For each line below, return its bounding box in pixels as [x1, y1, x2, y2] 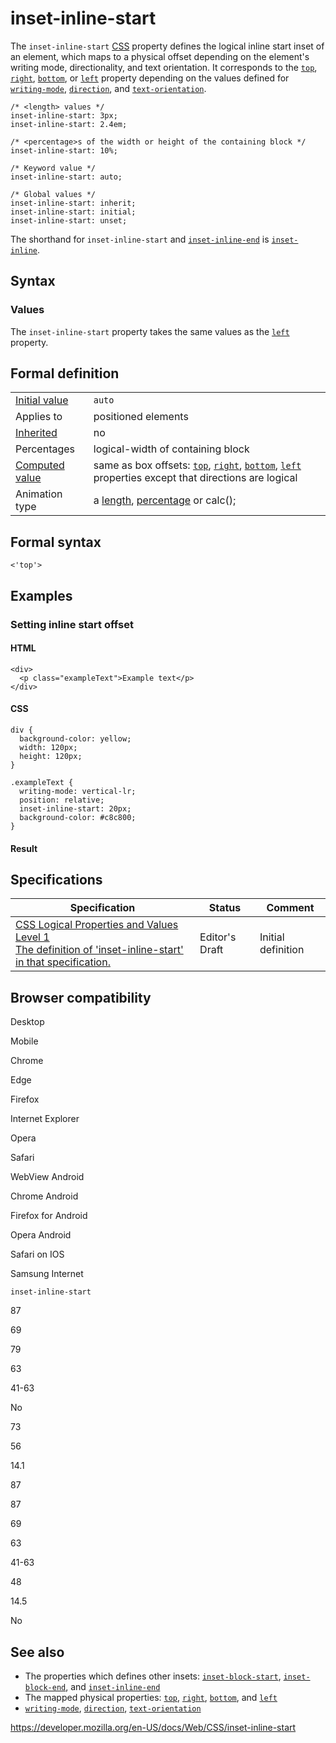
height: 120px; [19, 751, 83, 761]
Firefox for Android [10, 1210, 88, 1222]
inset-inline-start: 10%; [10, 145, 118, 156]
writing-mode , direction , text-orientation [24, 1702, 202, 1714]
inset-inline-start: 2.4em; [10, 119, 128, 129]
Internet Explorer [10, 1113, 80, 1125]
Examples [10, 587, 73, 604]
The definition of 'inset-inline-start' [15, 943, 184, 957]
